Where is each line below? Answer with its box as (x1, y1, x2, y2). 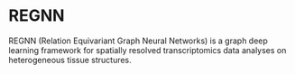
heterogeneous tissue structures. (8, 54, 132, 65)
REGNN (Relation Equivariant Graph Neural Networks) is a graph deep (8, 35, 268, 46)
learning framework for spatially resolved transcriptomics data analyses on (8, 44, 287, 55)
